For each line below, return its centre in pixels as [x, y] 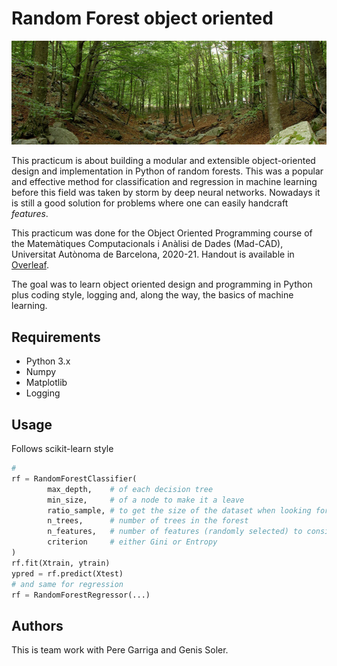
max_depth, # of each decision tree [130, 489]
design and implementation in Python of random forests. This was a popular [167, 171]
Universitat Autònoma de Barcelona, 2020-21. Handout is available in [153, 254]
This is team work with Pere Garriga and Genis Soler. [120, 650]
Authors [37, 625]
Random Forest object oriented [142, 18]
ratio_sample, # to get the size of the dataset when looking [179, 510]
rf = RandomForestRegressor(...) [81, 595]
